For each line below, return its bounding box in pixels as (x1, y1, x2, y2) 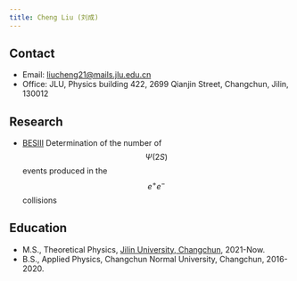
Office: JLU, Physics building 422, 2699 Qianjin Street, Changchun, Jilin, (21, 79, 289, 90)
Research (9, 114, 64, 129)
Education (9, 221, 68, 236)
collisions (21, 195, 58, 205)
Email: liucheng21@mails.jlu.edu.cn (21, 69, 152, 80)
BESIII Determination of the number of (21, 138, 162, 149)
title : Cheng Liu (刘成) (9, 12, 99, 22)
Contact (9, 46, 55, 61)
